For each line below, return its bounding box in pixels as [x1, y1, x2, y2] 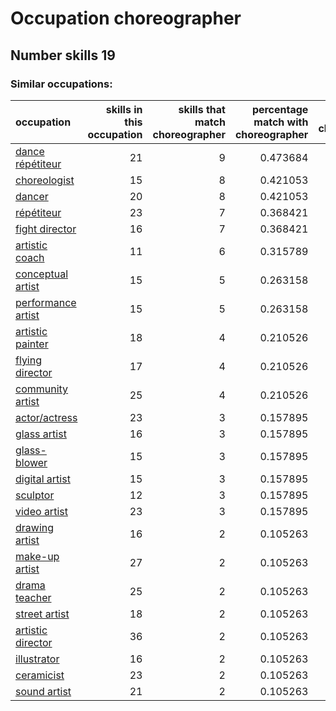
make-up [15, 549, 60, 563]
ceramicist [15, 668, 65, 682]
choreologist [15, 173, 75, 187]
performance [15, 295, 77, 309]
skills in [105, 102, 143, 116]
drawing [15, 520, 55, 534]
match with [253, 115, 309, 129]
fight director [15, 222, 77, 236]
